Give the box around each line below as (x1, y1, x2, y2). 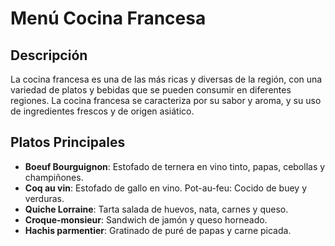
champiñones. (24, 171, 84, 183)
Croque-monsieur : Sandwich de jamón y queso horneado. (24, 213, 268, 226)
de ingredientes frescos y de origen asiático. (10, 105, 195, 117)
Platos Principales (10, 134, 126, 151)
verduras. (24, 192, 65, 204)
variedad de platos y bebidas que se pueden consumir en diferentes (10, 84, 292, 96)
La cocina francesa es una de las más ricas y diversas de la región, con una (10, 73, 323, 85)
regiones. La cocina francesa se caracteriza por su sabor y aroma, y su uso (10, 95, 322, 106)
